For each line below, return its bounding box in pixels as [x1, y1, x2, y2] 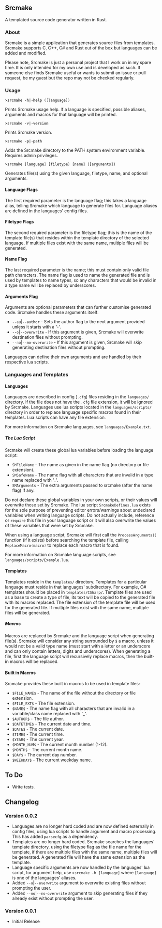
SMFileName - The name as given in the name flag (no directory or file [12, 462, 149, 468]
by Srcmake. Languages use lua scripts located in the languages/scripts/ [5, 404, 152, 410]
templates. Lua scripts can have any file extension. [5, 414, 106, 421]
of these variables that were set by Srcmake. [5, 523, 94, 529]
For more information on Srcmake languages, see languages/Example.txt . [5, 424, 151, 430]
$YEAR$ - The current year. [12, 736, 64, 742]
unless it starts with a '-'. [12, 324, 61, 330]
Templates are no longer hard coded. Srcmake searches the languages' [12, 839, 155, 845]
